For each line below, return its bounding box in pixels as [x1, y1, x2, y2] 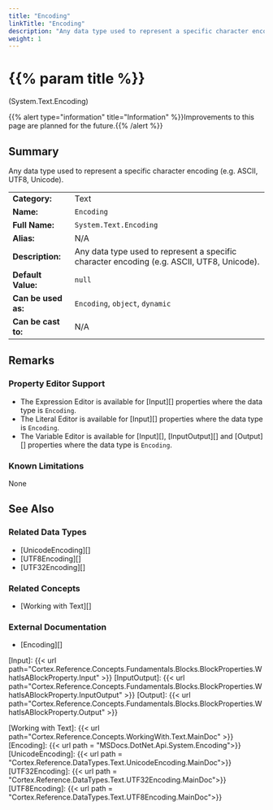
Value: [12, 280, 38, 290]
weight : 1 [8, 34, 42, 43]
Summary [8, 144, 59, 159]
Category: [12, 193, 52, 204]
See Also [8, 502, 54, 516]
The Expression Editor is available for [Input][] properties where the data [19, 396, 262, 407]
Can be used [12, 293, 63, 303]
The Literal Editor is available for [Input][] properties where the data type [19, 414, 263, 424]
